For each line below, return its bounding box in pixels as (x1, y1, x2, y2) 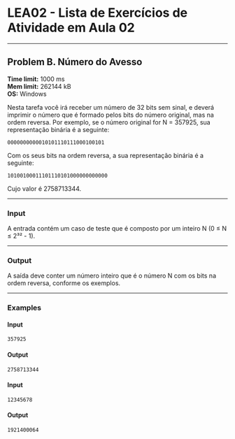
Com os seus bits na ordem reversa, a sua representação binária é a (7, 151, 204, 159)
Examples (7, 303, 42, 312)
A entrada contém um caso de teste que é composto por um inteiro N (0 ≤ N (7, 224, 227, 233)
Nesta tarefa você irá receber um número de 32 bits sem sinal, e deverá (7, 103, 215, 111)
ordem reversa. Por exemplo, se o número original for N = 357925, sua (7, 117, 211, 127)
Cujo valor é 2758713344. (7, 184, 82, 193)
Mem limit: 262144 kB (7, 82, 71, 90)
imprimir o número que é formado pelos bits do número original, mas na (7, 110, 215, 119)
